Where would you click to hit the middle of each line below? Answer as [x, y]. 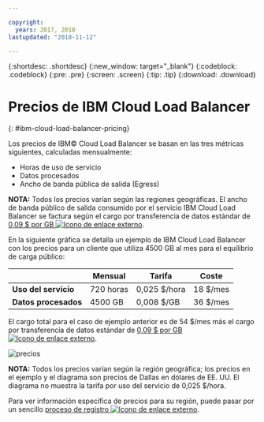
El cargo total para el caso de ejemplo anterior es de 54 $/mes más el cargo [131, 322]
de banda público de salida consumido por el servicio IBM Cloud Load [122, 208]
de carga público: [37, 256]
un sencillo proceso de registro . [104, 409]
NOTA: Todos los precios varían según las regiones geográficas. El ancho [128, 200]
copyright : [26, 22]
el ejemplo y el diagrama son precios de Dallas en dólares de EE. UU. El [124, 377]
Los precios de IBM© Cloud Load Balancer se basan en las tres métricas [126, 144]
